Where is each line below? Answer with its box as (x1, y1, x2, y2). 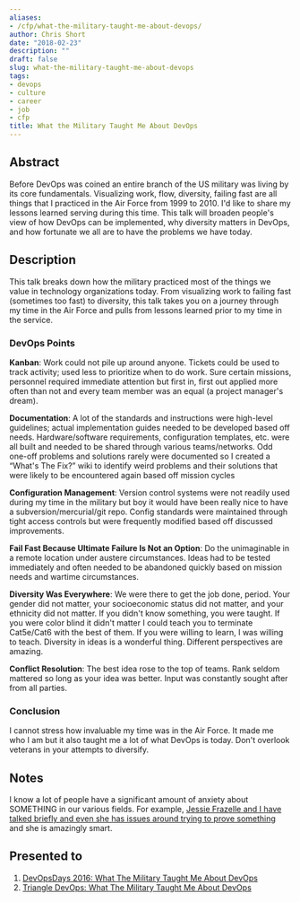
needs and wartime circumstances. (9, 571, 139, 582)
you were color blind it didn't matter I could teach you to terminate (9, 617, 253, 628)
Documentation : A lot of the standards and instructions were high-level (9, 412, 273, 423)
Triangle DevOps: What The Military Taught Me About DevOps (21, 881, 253, 893)
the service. (9, 314, 54, 325)
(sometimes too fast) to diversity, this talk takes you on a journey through (9, 295, 279, 306)
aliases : (9, 13, 42, 22)
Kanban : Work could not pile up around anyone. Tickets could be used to (9, 356, 280, 368)
